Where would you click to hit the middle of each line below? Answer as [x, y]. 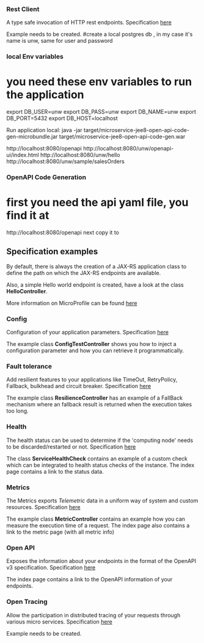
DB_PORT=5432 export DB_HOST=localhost [62, 119]
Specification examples [52, 252]
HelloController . [27, 291]
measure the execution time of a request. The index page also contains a [98, 526]
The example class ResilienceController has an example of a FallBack [95, 398]
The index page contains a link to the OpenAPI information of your [89, 579]
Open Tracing [27, 602]
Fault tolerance [29, 367]
